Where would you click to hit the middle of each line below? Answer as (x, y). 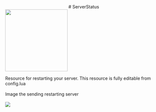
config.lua (15, 84)
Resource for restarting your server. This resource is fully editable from (78, 78)
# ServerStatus (84, 7)
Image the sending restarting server (42, 94)
